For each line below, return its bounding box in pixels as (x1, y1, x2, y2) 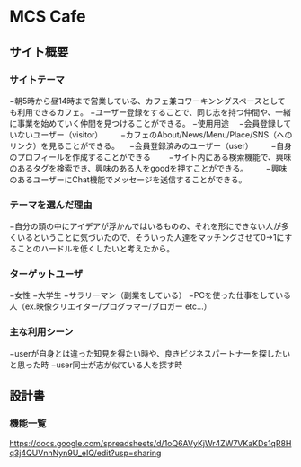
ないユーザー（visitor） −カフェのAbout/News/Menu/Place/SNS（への (16, 128, 293, 140)
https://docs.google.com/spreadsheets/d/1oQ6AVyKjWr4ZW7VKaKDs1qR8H (9, 438, 292, 449)
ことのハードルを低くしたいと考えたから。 (16, 243, 175, 254)
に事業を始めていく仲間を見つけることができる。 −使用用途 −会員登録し (9, 118, 284, 128)
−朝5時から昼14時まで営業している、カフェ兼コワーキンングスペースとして (9, 95, 286, 106)
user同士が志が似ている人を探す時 (56, 359, 183, 370)
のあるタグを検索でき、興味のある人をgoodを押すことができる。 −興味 (9, 163, 288, 173)
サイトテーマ (9, 74, 66, 86)
